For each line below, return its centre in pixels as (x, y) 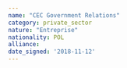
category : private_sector (50, 23)
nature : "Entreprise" (43, 30)
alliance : (24, 45)
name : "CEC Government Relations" (64, 15)
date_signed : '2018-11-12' (52, 52)
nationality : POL (36, 37)
